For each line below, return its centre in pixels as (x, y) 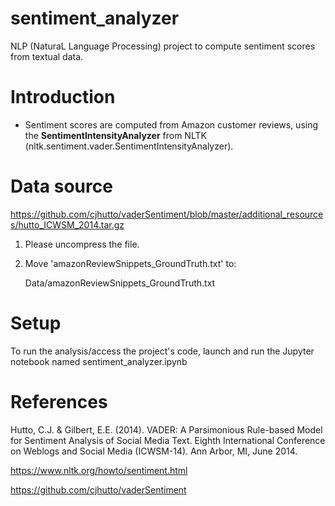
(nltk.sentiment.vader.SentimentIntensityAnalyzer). (129, 146)
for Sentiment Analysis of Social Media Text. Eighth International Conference (168, 440)
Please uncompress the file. (82, 244)
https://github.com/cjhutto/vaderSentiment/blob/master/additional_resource (167, 214)
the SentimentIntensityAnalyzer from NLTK (115, 135)
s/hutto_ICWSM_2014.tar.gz (67, 224)
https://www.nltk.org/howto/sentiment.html (99, 470)
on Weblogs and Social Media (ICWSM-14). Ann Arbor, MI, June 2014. (154, 451)
